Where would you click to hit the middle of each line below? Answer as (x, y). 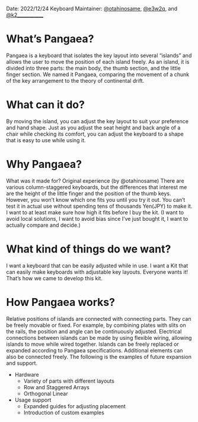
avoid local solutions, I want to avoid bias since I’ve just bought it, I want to (97, 218)
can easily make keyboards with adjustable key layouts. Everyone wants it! (97, 272)
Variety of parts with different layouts (69, 381)
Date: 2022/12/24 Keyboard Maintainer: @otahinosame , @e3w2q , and (92, 9)
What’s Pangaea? (50, 39)
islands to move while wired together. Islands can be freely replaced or (92, 344)
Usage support (33, 400)
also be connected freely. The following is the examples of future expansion (99, 357)
